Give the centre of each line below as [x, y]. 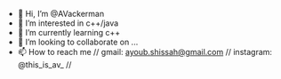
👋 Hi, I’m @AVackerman [61, 14]
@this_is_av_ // [44, 65]
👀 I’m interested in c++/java [68, 23]
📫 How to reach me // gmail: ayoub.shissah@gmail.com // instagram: [145, 52]
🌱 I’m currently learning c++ [69, 32]
